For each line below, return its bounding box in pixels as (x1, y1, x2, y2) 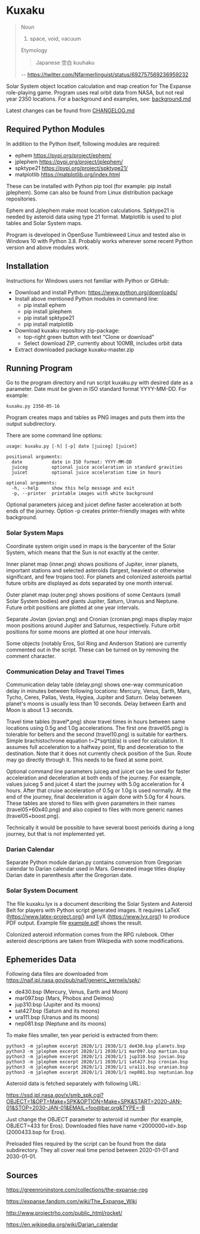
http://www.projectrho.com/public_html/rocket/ (6, 1209, 122, 1217)
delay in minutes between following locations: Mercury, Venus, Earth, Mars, (6, 687, 192, 695)
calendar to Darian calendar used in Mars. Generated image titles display (6, 865, 186, 872)
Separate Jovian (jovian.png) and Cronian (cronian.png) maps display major (6, 615, 193, 623)
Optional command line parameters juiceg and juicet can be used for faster (6, 768, 190, 775)
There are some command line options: (6, 432, 103, 439)
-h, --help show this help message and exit (11, 486, 135, 492)
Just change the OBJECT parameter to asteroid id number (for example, (6, 1116, 183, 1123)
